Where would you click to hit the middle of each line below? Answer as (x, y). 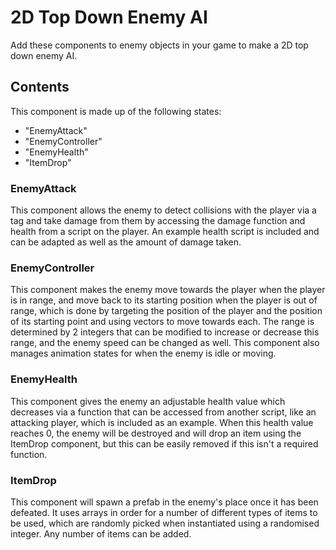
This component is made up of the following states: (116, 111)
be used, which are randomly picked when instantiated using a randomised (165, 523)
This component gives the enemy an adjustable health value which (148, 401)
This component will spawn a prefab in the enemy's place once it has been (164, 502)
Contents (40, 87)
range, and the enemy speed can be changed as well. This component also (165, 343)
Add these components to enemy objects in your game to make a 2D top (159, 45)
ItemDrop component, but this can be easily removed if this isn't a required (164, 443)
